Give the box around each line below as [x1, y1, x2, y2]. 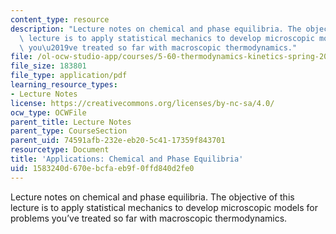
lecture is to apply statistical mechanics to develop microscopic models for [10, 201, 319, 213]
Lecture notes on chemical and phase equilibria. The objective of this [10, 191, 295, 203]
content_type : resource [10, 14, 110, 25]
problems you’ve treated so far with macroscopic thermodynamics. [10, 212, 288, 224]
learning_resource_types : [10, 80, 118, 90]
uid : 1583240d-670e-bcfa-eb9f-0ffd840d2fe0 [10, 163, 195, 173]
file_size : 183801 [10, 61, 87, 71]
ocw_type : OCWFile [10, 107, 87, 118]
